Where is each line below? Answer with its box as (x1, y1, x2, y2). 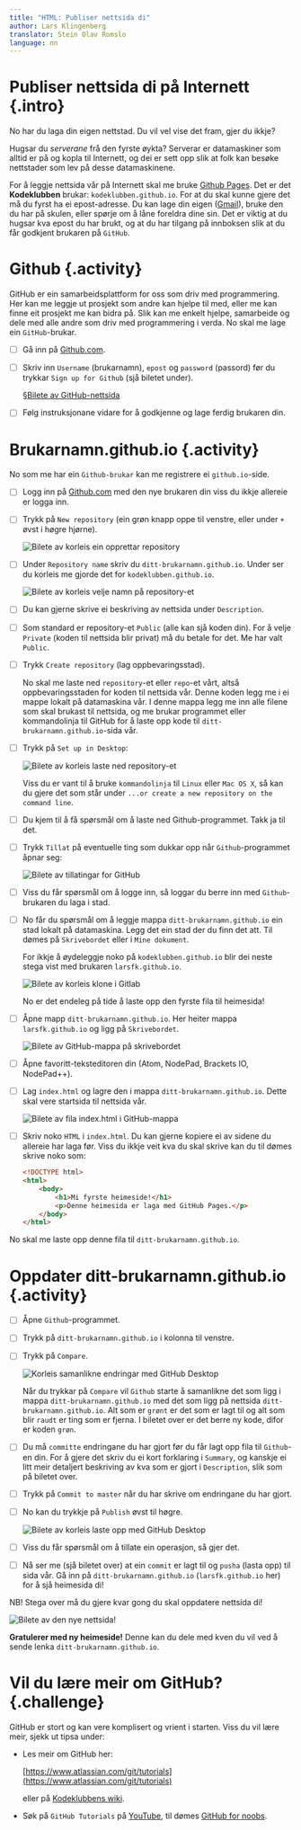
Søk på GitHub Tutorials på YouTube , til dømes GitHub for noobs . (22, 1810, 268, 1821)
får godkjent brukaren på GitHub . (9, 227, 130, 238)
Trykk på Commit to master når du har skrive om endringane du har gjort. (22, 1488, 292, 1499)
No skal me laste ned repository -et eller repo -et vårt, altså (22, 677, 240, 688)
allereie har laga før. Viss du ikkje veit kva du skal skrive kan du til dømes (22, 1141, 292, 1151)
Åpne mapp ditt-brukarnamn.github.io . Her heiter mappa (22, 1013, 238, 1024)
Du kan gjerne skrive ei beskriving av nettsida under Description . (22, 604, 264, 615)
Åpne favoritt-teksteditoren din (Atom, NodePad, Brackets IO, (22, 1058, 249, 1069)
